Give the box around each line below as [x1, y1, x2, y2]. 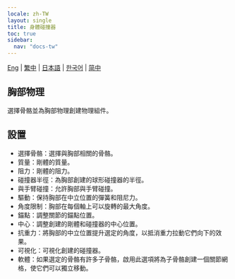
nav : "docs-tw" [13, 43, 59, 50]
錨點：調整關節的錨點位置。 [17, 210, 99, 219]
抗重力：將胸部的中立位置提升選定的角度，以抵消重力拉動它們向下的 [17, 228, 216, 237]
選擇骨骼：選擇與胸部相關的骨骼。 [17, 149, 117, 158]
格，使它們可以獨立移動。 [17, 263, 92, 272]
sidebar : [7, 37, 33, 44]
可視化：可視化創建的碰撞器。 [17, 246, 104, 254]
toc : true [7, 30, 37, 37]
